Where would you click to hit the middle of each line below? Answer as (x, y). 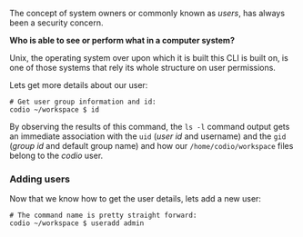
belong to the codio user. (56, 155)
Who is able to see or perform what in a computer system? (122, 40)
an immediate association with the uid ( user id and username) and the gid (148, 136)
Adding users (40, 179)
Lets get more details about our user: (79, 85)
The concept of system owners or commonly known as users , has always (147, 13)
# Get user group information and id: (83, 102)
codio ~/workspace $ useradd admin (77, 223)
